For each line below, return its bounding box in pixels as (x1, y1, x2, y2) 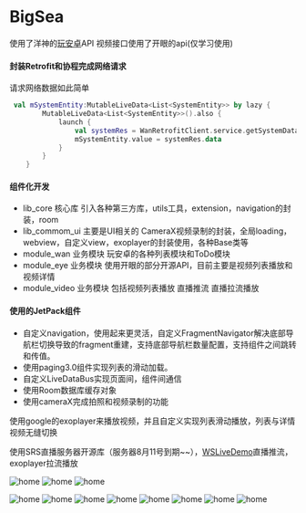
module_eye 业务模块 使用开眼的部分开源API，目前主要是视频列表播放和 (22, 260, 293, 271)
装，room (22, 215, 59, 225)
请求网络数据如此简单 (9, 82, 89, 93)
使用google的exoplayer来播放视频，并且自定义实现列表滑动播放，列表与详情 (9, 415, 296, 426)
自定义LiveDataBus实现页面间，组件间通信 (22, 372, 182, 384)
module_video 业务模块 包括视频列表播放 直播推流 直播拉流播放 (22, 283, 260, 294)
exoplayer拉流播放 (9, 457, 79, 468)
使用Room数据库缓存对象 (22, 384, 117, 395)
